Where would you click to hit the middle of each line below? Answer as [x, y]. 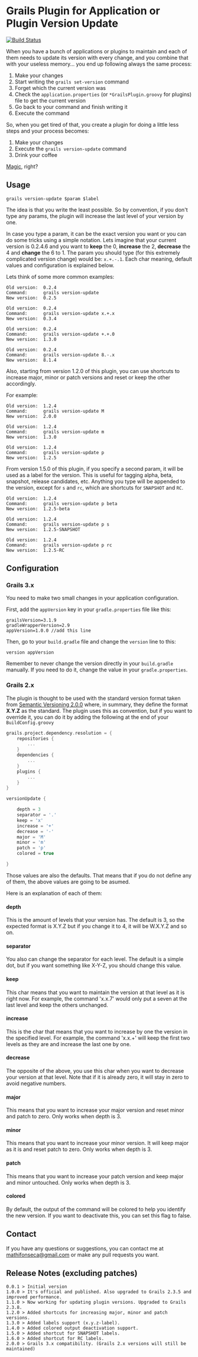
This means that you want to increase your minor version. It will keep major [98, 1143]
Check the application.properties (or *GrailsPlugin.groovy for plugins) [103, 94]
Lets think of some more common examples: [60, 276]
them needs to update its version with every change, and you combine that [97, 57]
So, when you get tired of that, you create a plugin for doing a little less [92, 124]
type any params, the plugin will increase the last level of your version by [95, 216]
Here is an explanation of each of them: [54, 893]
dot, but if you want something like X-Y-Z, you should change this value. [94, 966]
